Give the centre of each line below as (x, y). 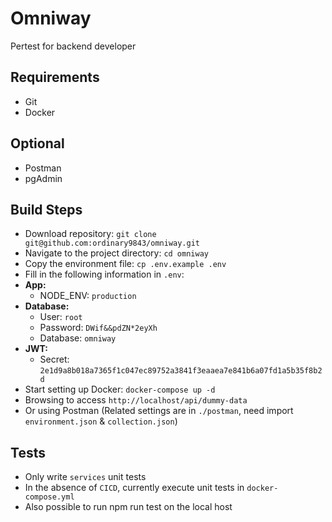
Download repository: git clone (90, 234)
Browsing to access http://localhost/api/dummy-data (136, 400)
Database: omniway (78, 338)
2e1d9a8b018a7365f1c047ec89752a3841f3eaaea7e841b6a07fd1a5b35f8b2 (181, 371)
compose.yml (49, 497)
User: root (61, 317)
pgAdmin (43, 178)
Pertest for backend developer (73, 46)
